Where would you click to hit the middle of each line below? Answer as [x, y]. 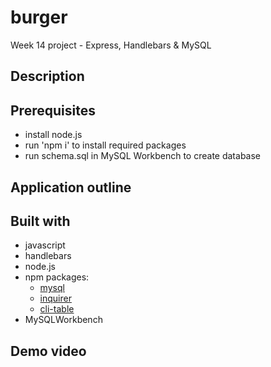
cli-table [57, 309]
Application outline [71, 187]
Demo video [48, 351]
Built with [40, 221]
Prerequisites [53, 110]
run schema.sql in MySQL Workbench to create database [143, 156]
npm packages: [57, 277]
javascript [45, 245]
